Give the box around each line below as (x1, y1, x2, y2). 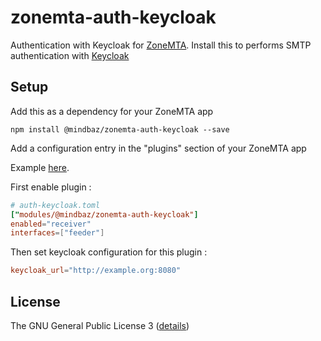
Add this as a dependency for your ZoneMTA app (10, 105, 214, 117)
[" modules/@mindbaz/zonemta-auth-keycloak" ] (10, 209, 199, 220)
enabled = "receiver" (10, 219, 92, 229)
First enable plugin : (10, 181, 92, 193)
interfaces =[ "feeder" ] (10, 228, 105, 238)
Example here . (10, 161, 70, 173)
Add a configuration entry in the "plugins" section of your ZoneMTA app (10, 142, 307, 154)
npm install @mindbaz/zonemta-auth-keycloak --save (10, 124, 230, 135)
